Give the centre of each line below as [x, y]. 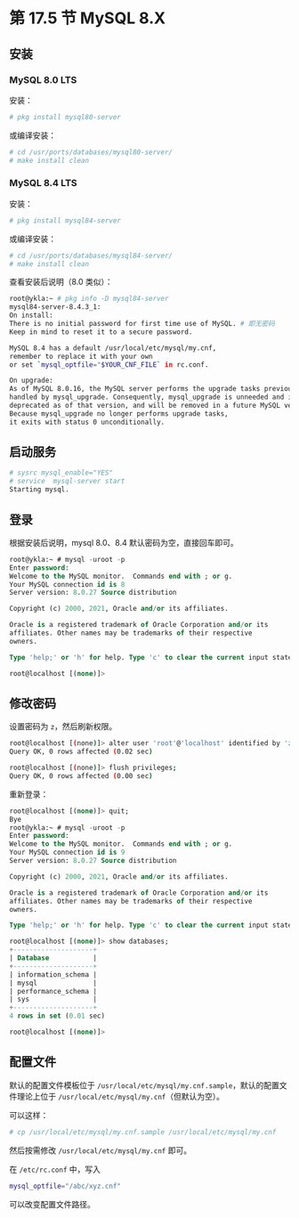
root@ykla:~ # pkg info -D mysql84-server [89, 299]
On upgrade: [31, 381]
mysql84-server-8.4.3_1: [55, 307]
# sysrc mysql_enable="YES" [61, 473]
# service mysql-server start [67, 482]
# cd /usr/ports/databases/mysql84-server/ [91, 256]
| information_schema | [53, 974]
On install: [31, 316]
